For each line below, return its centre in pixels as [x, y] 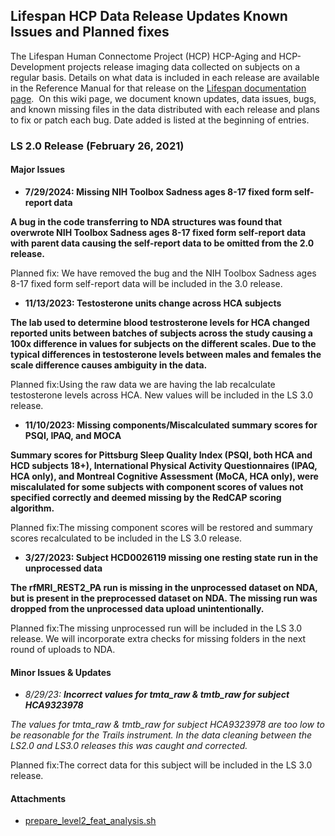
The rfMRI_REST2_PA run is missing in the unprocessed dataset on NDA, [164, 587]
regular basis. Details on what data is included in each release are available [165, 77]
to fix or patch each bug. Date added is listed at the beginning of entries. [160, 120]
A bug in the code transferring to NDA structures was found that [146, 221]
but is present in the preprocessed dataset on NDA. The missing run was [164, 598]
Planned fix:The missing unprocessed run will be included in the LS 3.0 [156, 628]
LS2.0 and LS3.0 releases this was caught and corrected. [129, 746]
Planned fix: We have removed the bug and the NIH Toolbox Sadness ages [163, 273]
